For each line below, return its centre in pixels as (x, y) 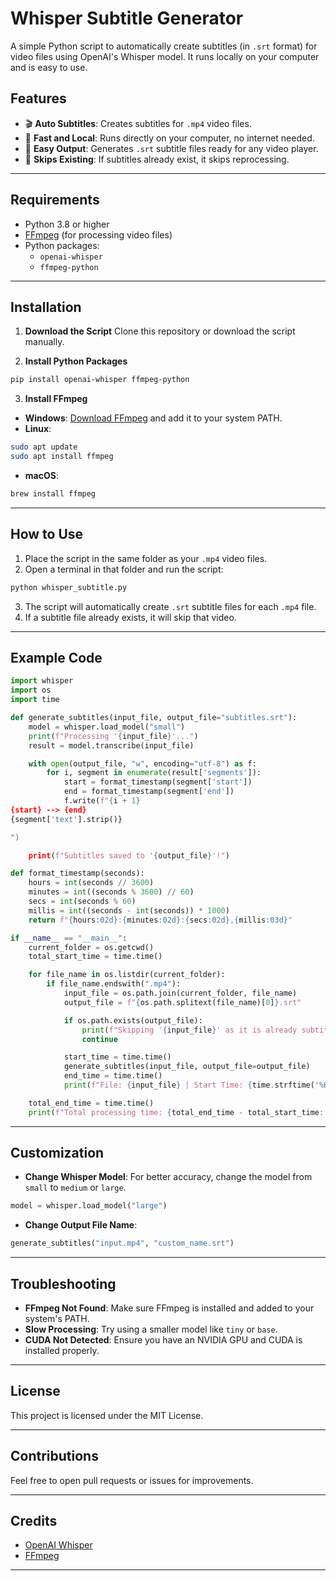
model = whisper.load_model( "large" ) (89, 1206)
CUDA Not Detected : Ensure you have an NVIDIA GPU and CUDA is (163, 1340)
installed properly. (62, 1350)
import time (35, 700)
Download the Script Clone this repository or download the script (160, 331)
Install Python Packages (76, 361)
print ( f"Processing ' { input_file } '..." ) (113, 736)
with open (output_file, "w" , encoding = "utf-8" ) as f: (142, 763)
